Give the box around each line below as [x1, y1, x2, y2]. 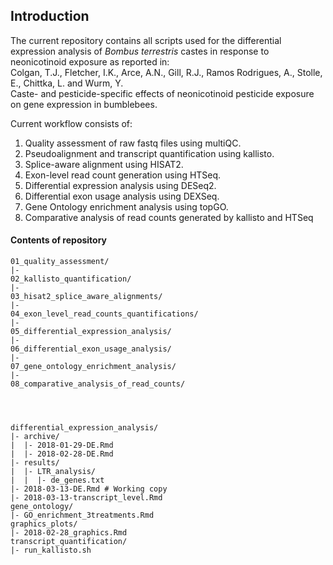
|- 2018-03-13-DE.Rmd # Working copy [10, 484, 168, 494]
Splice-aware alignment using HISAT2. [24, 158, 184, 170]
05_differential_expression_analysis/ [10, 327, 172, 337]
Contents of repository [10, 234, 108, 246]
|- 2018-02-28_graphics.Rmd [10, 528, 128, 538]
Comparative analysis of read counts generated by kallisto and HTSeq [24, 211, 314, 223]
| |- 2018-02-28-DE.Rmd [10, 449, 114, 459]
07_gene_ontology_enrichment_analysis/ [10, 362, 177, 372]
